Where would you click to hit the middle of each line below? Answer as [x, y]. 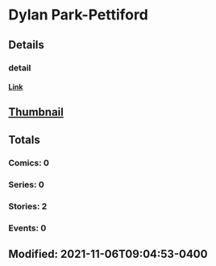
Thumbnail [36, 112]
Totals [24, 139]
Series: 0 [26, 184]
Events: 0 [27, 228]
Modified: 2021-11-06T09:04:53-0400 [108, 253]
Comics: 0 [29, 163]
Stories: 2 [28, 206]
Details [26, 45]
